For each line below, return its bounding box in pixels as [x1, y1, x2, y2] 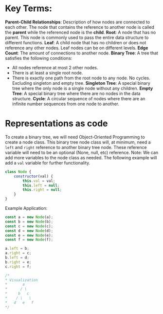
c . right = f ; [5, 264, 32, 269]
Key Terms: [5, 3, 53, 14]
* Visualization [5, 277, 38, 282]
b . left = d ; [5, 255, 29, 260]
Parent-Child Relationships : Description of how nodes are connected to [5, 19, 150, 25]
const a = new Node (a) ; [5, 215, 54, 220]
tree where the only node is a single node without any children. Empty [12, 85, 153, 91]
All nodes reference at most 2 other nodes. [12, 64, 98, 71]
